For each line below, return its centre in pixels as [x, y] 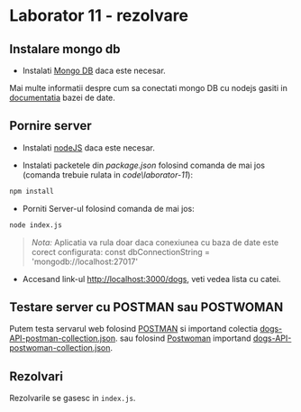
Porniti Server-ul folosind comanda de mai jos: [109, 208]
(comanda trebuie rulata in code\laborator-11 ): [108, 174]
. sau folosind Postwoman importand [183, 338]
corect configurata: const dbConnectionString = [120, 252]
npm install [32, 191]
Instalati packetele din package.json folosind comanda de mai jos [144, 165]
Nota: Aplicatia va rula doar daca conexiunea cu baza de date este [155, 242]
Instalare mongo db [65, 49]
